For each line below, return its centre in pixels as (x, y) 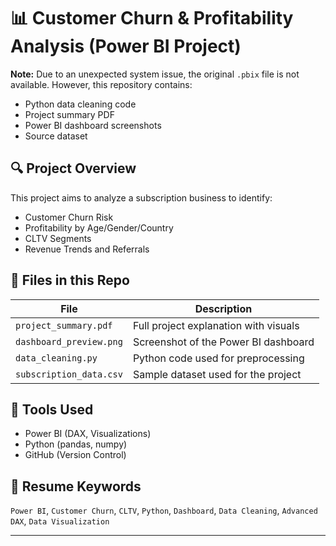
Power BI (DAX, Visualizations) (88, 434)
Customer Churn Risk (69, 217)
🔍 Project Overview (73, 168)
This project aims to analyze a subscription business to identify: (141, 197)
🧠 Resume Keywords (76, 486)
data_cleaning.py (56, 358)
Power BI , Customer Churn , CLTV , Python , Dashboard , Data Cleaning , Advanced (164, 511)
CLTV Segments (58, 238)
